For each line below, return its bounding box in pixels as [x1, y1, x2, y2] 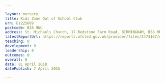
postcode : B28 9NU [5, 25, 43, 30]
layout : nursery [5, 11, 38, 16]
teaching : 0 [5, 39, 29, 44]
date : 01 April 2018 [5, 62, 48, 67]
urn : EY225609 [5, 21, 34, 26]
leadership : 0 [5, 48, 34, 53]
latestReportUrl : [5, 34, 41, 39]
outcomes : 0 [5, 53, 29, 57]
